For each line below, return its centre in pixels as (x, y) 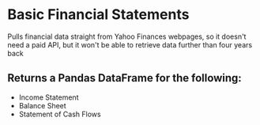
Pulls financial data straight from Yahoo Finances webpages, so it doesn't (127, 36)
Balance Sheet (42, 105)
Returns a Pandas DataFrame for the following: (124, 78)
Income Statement (49, 97)
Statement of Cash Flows (60, 114)
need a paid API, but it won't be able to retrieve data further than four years (130, 44)
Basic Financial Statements (98, 15)
